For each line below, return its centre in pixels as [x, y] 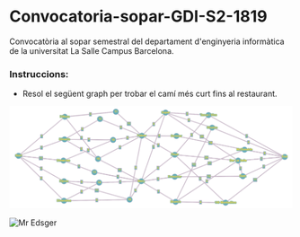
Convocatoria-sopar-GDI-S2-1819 [138, 17]
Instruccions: [39, 74]
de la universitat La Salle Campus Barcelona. [92, 50]
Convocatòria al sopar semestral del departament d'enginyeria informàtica [147, 41]
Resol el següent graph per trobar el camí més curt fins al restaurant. [150, 94]
